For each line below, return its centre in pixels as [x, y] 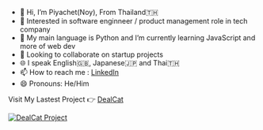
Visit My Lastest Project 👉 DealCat [66, 99]
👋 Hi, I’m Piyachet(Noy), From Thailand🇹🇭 [89, 12]
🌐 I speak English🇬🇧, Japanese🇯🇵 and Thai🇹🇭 [99, 63]
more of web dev [48, 46]
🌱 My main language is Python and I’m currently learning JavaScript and [137, 38]
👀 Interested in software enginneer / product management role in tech [133, 21]
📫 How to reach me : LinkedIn [69, 72]
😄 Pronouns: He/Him [54, 84]
